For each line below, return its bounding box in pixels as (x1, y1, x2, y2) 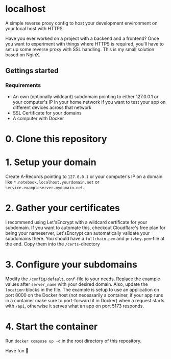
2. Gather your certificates (5, 202, 120, 214)
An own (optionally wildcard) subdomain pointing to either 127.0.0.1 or (12, 93, 159, 100)
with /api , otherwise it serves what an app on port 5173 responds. (5, 303, 144, 309)
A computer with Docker (12, 115, 64, 121)
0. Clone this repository (5, 133, 107, 145)
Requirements (5, 82, 41, 89)
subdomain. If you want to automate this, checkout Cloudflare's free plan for (5, 225, 166, 231)
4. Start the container (5, 321, 98, 332)
